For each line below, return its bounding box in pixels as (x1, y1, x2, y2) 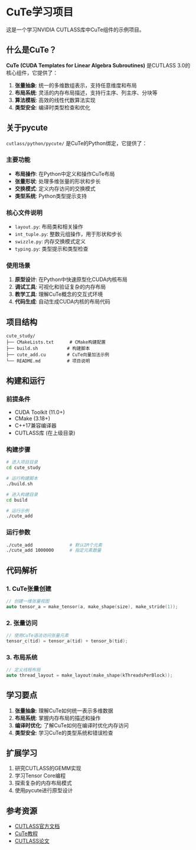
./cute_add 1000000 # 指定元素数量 (6, 547, 102, 554)
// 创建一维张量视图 (6, 598, 50, 604)
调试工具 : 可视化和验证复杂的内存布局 (14, 283, 106, 290)
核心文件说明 (6, 208, 43, 217)
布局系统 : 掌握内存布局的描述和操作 (14, 714, 101, 721)
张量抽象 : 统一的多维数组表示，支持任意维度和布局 (14, 81, 137, 89)
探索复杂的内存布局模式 (14, 780, 72, 787)
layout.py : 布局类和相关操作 (14, 223, 84, 230)
